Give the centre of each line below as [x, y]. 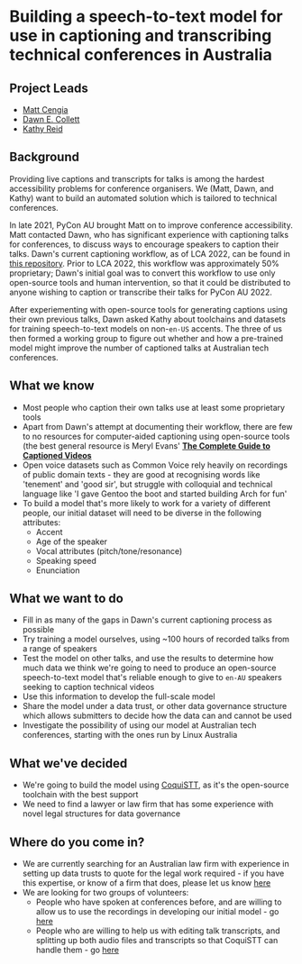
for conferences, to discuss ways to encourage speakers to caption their [144, 244]
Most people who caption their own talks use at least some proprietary [154, 407]
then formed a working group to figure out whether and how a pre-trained [146, 338]
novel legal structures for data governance [101, 814]
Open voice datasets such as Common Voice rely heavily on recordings [155, 465]
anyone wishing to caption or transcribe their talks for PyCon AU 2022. [141, 292]
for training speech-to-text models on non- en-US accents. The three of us [146, 328]
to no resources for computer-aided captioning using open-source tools [156, 436]
